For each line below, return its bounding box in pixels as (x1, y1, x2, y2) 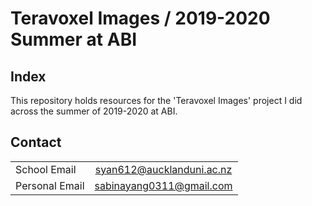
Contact (10, 134, 62, 151)
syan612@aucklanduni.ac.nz (94, 162, 233, 176)
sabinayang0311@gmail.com (94, 178, 233, 192)
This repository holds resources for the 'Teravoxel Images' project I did (10, 95, 303, 106)
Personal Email (15, 178, 85, 192)
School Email (15, 162, 77, 176)
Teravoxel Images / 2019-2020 (10, 7, 271, 30)
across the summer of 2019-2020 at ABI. (10, 105, 178, 117)
